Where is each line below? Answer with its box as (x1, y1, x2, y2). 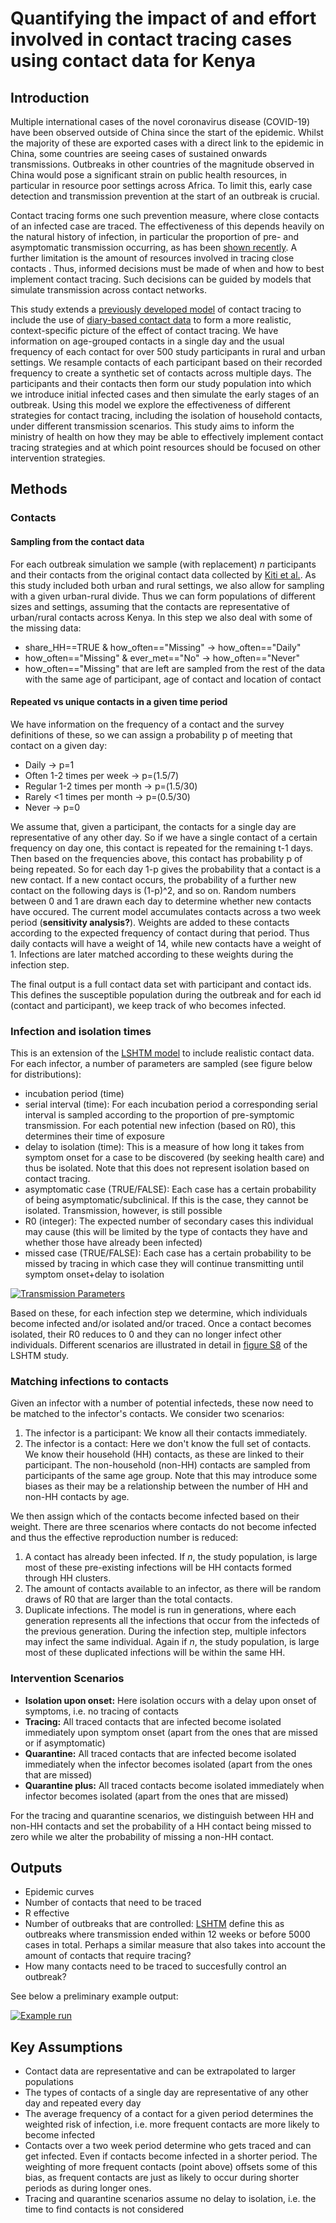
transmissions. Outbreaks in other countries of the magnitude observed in (10, 158, 315, 170)
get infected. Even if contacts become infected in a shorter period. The (24, 2150, 318, 2162)
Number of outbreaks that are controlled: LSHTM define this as (24, 1918, 285, 1930)
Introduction (10, 89, 90, 106)
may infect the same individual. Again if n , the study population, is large (24, 1636, 320, 1648)
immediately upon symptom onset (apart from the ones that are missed (24, 1726, 318, 1738)
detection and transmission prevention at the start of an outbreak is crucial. (10, 190, 320, 202)
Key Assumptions (10, 2038, 123, 2056)
